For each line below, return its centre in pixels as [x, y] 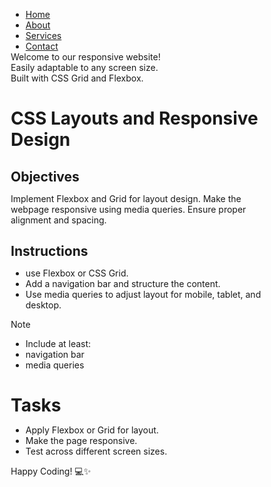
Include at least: [58, 343]
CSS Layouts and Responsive [134, 118]
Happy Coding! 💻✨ [51, 471]
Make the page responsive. [81, 441]
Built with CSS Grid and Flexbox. [77, 78]
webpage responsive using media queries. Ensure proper [128, 209]
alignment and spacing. [58, 220]
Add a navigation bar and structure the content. [123, 283]
